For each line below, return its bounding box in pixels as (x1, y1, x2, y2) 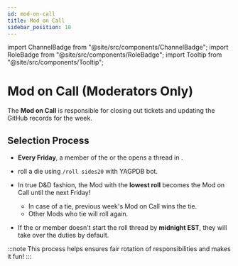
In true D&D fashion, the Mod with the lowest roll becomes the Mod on (17, 181, 225, 189)
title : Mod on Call (7, 17, 65, 24)
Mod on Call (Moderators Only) (7, 83, 194, 99)
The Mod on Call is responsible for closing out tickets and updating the (7, 106, 215, 115)
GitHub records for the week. (7, 114, 92, 123)
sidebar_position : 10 (7, 23, 72, 31)
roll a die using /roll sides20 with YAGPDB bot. (17, 167, 158, 176)
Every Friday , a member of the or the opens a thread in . (17, 153, 183, 162)
